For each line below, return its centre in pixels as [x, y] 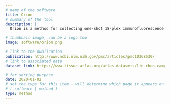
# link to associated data [34, 61]
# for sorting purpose [29, 75]
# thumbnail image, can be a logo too [46, 38]
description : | [21, 24]
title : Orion [19, 15]
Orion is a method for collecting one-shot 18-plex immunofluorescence [87, 29]
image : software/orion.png [34, 43]
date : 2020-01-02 [24, 80]
